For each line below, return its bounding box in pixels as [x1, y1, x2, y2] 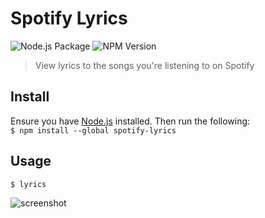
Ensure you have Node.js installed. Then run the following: [10, 115, 251, 127]
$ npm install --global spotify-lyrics [10, 125, 177, 136]
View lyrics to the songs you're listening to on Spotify [34, 59, 255, 71]
